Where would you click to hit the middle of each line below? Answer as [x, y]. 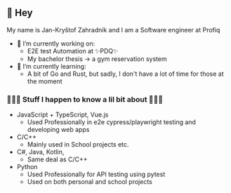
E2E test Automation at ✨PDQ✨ [73, 51]
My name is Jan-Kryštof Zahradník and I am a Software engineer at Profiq [113, 29]
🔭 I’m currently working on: [56, 44]
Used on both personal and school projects [90, 182]
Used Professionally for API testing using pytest [96, 174]
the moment [45, 81]
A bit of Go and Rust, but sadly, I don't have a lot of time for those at [125, 74]
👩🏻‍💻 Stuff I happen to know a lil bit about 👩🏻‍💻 [85, 99]
